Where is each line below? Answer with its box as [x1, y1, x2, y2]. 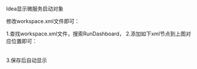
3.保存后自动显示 [6, 57, 47, 64]
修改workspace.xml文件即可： [6, 18, 80, 25]
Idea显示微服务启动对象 [6, 5, 64, 12]
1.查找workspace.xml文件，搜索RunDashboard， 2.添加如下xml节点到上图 [6, 30, 186, 37]
